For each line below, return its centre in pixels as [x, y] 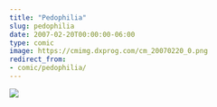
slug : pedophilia [42, 26]
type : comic [32, 43]
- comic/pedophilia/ [48, 68]
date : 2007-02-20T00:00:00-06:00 [72, 34]
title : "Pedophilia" [48, 18]
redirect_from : [38, 59]
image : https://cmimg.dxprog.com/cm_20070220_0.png [108, 51]
